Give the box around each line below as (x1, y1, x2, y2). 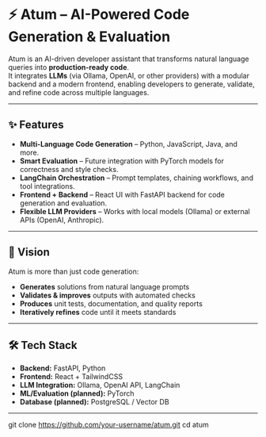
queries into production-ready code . (8, 62, 129, 71)
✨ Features (8, 118, 64, 132)
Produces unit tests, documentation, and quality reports (19, 298, 203, 309)
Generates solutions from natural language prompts (19, 282, 190, 291)
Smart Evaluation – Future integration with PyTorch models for (19, 155, 224, 166)
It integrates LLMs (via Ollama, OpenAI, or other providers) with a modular (8, 71, 249, 80)
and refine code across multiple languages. (8, 87, 150, 97)
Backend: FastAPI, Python (19, 363, 106, 373)
